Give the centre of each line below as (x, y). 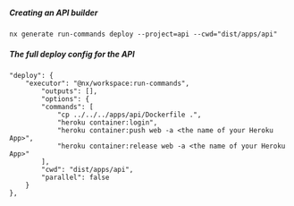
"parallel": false (76, 177)
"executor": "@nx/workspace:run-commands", (108, 83)
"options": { (66, 99)
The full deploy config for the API (72, 54)
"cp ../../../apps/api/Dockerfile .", (129, 115)
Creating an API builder (54, 13)
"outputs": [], (70, 91)
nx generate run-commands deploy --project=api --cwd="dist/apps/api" (143, 34)
